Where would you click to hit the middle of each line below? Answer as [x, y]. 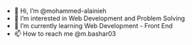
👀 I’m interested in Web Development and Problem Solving [100, 18]
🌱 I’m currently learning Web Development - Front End [93, 26]
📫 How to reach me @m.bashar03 [65, 34]
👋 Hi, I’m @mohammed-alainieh [60, 11]
